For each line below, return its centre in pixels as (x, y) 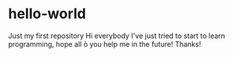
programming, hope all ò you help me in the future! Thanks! (105, 44)
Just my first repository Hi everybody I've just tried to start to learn (117, 36)
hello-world (47, 14)
